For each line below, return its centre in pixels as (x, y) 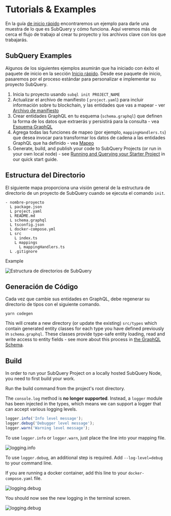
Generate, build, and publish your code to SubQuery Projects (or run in (87, 148)
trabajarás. (17, 40)
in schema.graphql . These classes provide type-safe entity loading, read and (85, 334)
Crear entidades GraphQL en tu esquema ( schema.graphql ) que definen (87, 116)
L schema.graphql (28, 220)
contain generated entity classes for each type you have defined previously (85, 329)
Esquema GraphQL (32, 126)
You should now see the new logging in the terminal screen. (68, 498)
